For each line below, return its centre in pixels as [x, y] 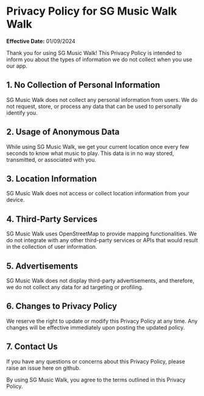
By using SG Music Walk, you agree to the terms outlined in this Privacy [96, 380]
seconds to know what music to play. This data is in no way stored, [90, 153]
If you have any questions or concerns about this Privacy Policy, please [96, 361]
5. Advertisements [42, 266]
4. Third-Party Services [52, 219]
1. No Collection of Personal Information [83, 85]
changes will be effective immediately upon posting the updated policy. [96, 327]
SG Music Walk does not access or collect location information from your [98, 193]
